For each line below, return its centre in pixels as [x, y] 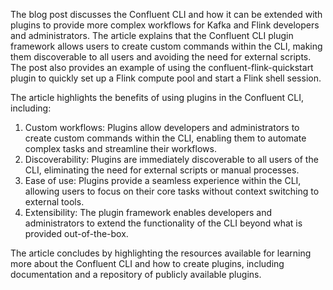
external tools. [54, 202]
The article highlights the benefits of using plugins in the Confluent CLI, [157, 97]
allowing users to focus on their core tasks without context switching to [172, 191]
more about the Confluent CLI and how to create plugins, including [147, 263]
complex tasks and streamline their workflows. [120, 148]
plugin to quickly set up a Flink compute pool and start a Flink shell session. [166, 78]
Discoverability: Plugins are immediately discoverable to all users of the [171, 159]
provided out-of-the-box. [76, 233]
